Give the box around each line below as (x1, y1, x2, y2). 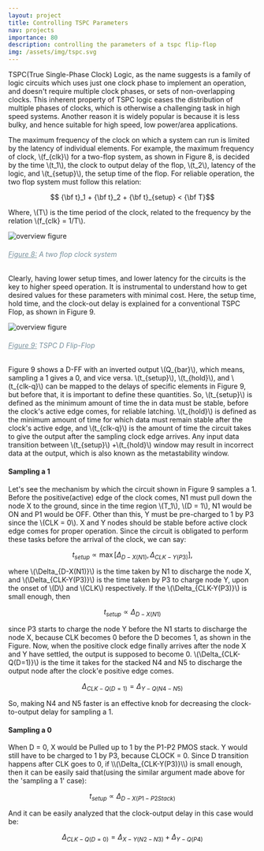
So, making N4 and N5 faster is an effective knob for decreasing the (8, 699, 230, 708)
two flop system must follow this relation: (8, 177, 142, 186)
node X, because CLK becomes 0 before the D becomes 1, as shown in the (8, 633, 251, 642)
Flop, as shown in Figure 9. (8, 307, 96, 317)
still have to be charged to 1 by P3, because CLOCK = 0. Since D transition (8, 751, 249, 760)
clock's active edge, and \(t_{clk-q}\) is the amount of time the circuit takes (8, 423, 252, 433)
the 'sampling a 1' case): (8, 776, 87, 786)
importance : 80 (8, 33, 58, 42)
